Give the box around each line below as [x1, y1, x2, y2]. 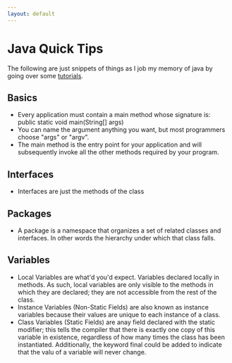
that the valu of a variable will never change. [17, 347, 147, 356]
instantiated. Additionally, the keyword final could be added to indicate [17, 340, 222, 349]
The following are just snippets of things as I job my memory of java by [7, 64, 213, 73]
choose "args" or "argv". [17, 133, 90, 142]
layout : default [7, 10, 55, 18]
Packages [7, 207, 51, 219]
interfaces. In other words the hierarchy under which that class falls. [17, 234, 216, 242]
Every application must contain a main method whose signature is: [17, 111, 211, 119]
